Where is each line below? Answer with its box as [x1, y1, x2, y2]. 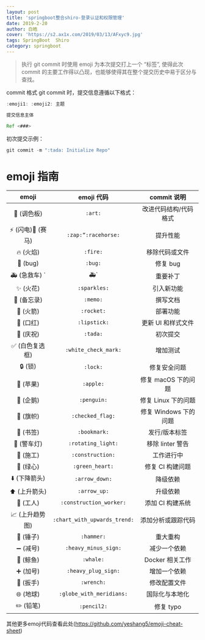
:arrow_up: [77, 488, 109, 495]
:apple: [82, 380, 105, 388]
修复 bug [155, 260, 181, 268]
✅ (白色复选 [11, 341, 45, 350]
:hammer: [81, 533, 106, 540]
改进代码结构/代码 [142, 205, 194, 214]
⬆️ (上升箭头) [9, 487, 47, 496]
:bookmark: [77, 429, 109, 435]
